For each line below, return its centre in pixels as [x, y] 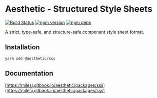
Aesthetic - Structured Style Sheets [79, 9]
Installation [22, 47]
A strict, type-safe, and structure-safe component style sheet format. [75, 32]
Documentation [29, 73]
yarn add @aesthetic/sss [30, 59]
